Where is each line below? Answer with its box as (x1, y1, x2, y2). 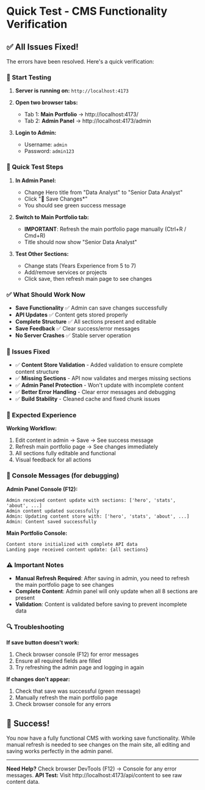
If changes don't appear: (6, 676, 70, 683)
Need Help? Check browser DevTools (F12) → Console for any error (6, 765, 177, 772)
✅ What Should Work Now (6, 290, 85, 299)
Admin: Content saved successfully (6, 518, 97, 524)
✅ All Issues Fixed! (6, 42, 79, 52)
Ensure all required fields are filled (15, 657, 102, 665)
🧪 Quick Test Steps (6, 163, 64, 171)
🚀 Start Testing (6, 73, 52, 81)
